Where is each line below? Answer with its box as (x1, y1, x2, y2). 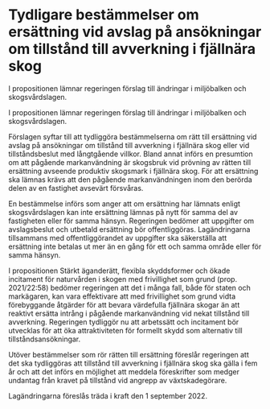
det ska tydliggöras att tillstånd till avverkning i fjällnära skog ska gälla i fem (8, 358, 258, 368)
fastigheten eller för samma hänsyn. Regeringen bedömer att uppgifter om (8, 216, 255, 225)
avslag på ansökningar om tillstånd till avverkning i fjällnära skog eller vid (8, 140, 250, 150)
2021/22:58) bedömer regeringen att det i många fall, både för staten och (8, 283, 251, 292)
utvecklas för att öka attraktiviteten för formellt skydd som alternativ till (8, 325, 243, 335)
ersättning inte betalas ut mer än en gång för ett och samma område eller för (8, 242, 262, 251)
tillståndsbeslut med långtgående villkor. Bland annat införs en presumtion (8, 149, 253, 159)
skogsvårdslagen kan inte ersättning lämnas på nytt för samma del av (8, 207, 239, 217)
